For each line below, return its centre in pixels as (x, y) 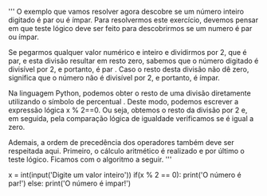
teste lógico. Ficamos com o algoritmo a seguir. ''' (90, 159)
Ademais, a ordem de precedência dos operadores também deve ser (121, 142)
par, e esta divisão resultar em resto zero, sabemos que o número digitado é (133, 61)
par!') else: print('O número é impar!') (70, 183)
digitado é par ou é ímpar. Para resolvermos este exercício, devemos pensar (133, 20)
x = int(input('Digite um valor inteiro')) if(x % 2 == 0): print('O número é (125, 175)
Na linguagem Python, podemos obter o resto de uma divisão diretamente (130, 93)
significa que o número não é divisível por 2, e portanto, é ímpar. (114, 78)
